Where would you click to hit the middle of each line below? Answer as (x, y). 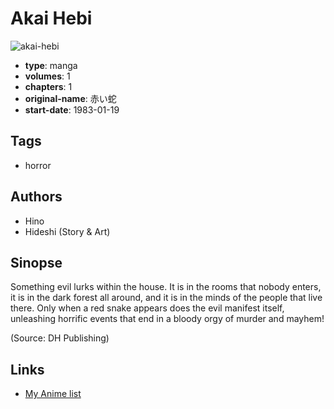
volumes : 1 (47, 76)
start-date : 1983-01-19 (72, 109)
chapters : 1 (48, 86)
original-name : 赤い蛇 (70, 98)
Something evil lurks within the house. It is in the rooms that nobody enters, (166, 287)
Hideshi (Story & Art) (67, 231)
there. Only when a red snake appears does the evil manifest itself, (147, 308)
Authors (36, 197)
